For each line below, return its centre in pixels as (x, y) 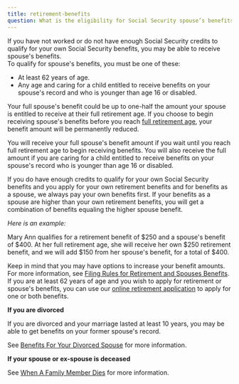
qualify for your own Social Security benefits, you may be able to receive (114, 48)
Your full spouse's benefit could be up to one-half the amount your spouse (117, 106)
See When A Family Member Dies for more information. (88, 372)
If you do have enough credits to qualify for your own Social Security (108, 179)
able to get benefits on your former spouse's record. (84, 331)
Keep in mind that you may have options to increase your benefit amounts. (116, 266)
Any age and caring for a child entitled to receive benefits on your (114, 85)
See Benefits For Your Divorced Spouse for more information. (97, 345)
